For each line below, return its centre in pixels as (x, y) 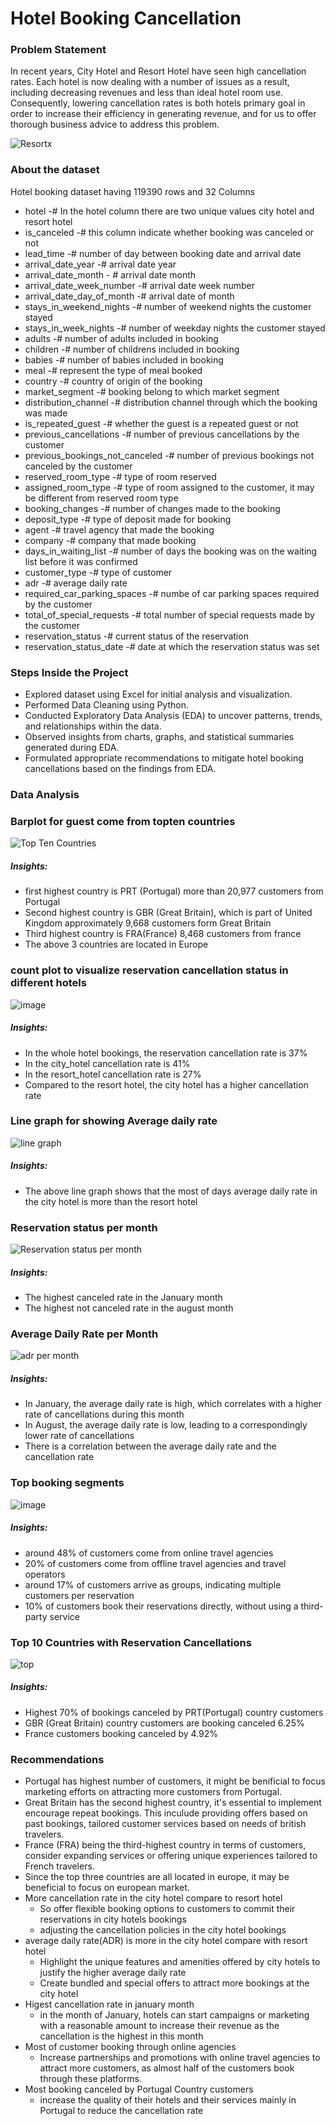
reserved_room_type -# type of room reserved (120, 476)
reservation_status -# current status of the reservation (136, 636)
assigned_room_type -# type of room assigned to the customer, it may (169, 487)
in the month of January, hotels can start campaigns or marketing (174, 2015)
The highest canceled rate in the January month (123, 1298)
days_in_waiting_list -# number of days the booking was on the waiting (171, 551)
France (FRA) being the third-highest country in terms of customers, (165, 1845)
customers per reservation (79, 1595)
